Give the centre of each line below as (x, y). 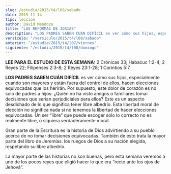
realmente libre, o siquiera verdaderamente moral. (58, 120)
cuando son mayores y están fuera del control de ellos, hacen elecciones (82, 83)
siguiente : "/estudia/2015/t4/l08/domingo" (52, 48)
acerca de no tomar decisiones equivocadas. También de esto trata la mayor (85, 135)
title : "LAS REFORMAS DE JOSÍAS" (41, 29)
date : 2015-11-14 (24, 15)
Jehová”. (15, 167)
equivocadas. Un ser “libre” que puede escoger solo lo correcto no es (78, 115)
